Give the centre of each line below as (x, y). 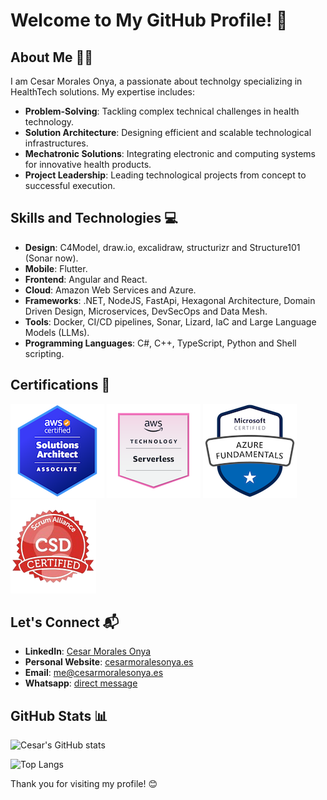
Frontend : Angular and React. (86, 279)
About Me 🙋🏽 (52, 57)
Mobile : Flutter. (56, 268)
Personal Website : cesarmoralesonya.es (109, 662)
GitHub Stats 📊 (59, 715)
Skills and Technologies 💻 (94, 218)
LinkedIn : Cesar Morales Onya (88, 651)
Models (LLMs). (57, 332)
